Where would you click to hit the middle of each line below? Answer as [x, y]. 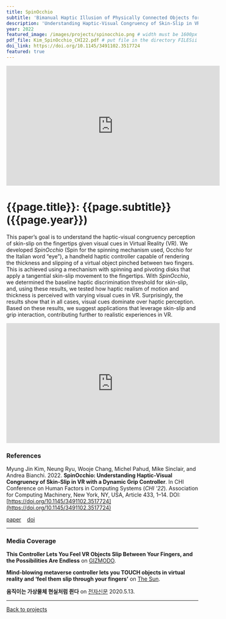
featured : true [26, 52]
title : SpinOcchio [30, 12]
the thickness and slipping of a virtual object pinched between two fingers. [100, 263]
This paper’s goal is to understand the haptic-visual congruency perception [101, 237]
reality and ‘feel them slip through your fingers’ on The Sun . [83, 579]
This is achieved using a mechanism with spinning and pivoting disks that [98, 269]
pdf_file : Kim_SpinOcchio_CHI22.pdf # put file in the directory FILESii [102, 40]
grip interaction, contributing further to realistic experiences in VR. [90, 314]
